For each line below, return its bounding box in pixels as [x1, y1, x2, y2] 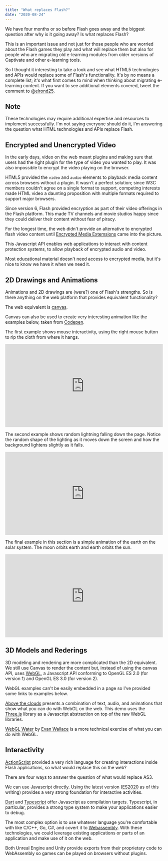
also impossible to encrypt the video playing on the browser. [5, 165, 130, 171]
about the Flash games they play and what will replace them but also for [5, 46, 153, 52]
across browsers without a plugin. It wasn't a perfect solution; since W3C [5, 180, 156, 186]
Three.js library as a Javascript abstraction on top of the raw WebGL [5, 711, 146, 717]
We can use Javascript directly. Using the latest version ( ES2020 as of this [5, 784, 159, 790]
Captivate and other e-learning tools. [5, 57, 81, 63]
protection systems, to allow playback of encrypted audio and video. [5, 246, 146, 252]
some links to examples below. [5, 690, 68, 697]
